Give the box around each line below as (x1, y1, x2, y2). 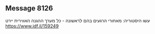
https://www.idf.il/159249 (5, 23, 59, 29)
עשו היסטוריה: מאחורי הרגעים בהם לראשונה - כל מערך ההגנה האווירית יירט (5, 17, 150, 23)
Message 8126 (5, 4, 53, 13)
